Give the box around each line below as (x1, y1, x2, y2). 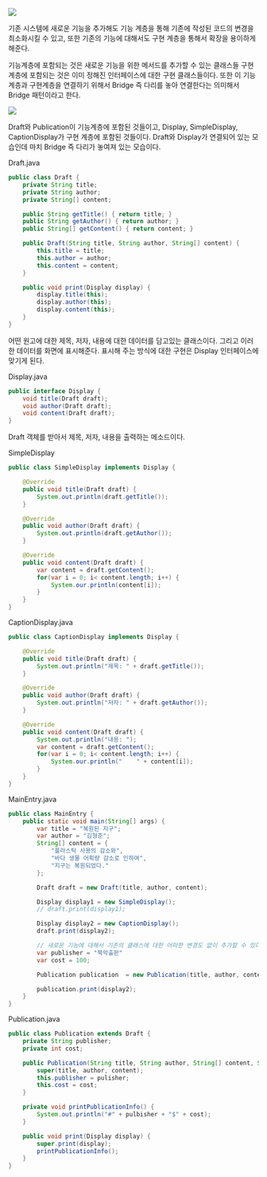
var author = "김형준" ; (37, 832, 110, 840)
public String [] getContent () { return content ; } (22, 225, 194, 233)
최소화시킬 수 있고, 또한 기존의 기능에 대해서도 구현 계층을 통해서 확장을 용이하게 (8, 33, 257, 43)
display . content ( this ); (37, 305, 115, 314)
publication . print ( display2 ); (37, 985, 137, 993)
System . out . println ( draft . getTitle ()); (37, 493, 169, 501)
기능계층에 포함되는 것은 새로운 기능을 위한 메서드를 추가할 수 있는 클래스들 (8, 61, 240, 69)
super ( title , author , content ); (37, 1066, 145, 1074)
